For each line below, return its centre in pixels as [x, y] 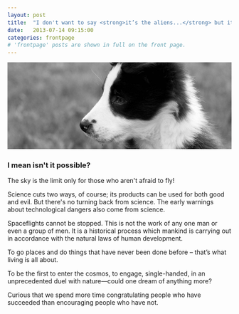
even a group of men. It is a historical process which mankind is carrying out [119, 231]
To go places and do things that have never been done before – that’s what [117, 252]
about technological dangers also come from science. [86, 209]
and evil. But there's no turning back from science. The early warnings [111, 202]
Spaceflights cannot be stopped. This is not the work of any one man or [113, 224]
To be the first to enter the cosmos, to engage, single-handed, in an [106, 273]
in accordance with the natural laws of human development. [95, 239]
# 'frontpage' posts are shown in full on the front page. [97, 45]
